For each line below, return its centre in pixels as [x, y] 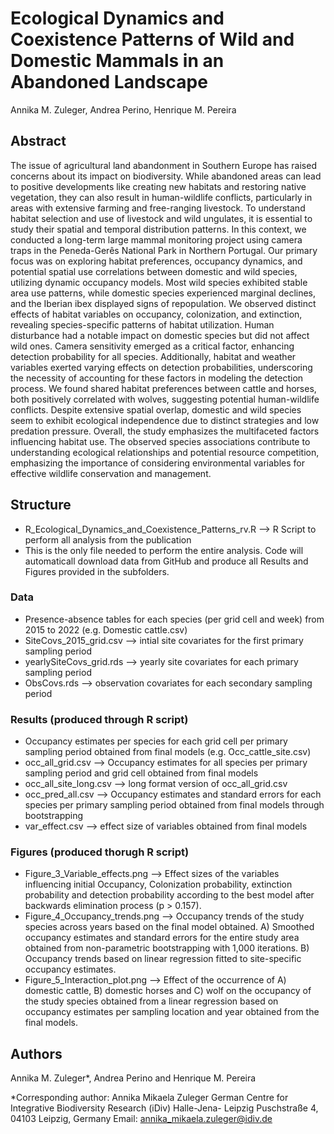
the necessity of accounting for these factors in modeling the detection [157, 378]
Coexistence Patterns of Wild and [152, 39]
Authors [36, 1053]
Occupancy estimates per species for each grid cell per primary [156, 741]
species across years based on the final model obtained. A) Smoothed [169, 927]
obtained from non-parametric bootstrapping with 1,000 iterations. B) [167, 948]
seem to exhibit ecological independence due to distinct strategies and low [165, 420]
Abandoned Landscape [109, 82]
